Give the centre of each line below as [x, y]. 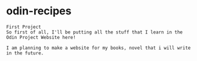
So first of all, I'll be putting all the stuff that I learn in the [95, 32]
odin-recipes [39, 11]
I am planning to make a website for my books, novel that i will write [98, 48]
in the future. [25, 53]
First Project [24, 27]
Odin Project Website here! [41, 37]
